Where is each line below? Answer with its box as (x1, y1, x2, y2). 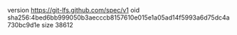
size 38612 (41, 21, 73, 29)
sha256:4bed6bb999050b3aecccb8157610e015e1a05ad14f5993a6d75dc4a (7, 13, 230, 22)
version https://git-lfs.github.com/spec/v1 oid (7, 6, 140, 14)
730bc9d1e (7, 21, 41, 29)
